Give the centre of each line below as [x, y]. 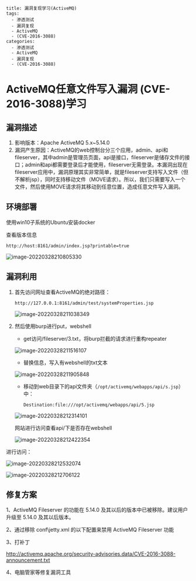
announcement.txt [28, 560]
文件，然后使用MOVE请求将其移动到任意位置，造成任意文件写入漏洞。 [99, 187]
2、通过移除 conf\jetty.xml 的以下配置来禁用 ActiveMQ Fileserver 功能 [90, 530]
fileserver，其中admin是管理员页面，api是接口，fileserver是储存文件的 [100, 157]
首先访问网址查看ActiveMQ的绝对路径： [62, 292]
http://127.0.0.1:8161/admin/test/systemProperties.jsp [84, 303]
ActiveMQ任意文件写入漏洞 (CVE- [88, 89]
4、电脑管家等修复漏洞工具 [39, 572]
